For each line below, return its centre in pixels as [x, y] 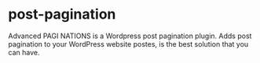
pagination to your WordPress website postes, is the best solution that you [128, 44]
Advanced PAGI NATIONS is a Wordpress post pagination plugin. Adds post [130, 36]
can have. [24, 52]
